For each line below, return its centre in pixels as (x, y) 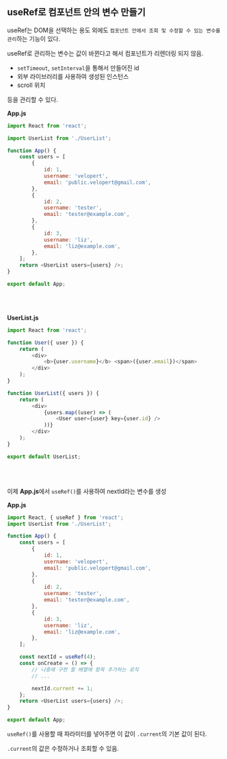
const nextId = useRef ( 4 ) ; (58, 657)
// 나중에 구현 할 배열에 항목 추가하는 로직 (85, 670)
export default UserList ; (44, 457)
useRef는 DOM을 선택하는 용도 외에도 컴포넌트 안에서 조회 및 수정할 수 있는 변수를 (114, 30)
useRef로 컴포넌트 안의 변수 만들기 (76, 12)
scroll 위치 (31, 85)
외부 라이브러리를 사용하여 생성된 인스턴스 (73, 76)
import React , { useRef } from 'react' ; (66, 517)
